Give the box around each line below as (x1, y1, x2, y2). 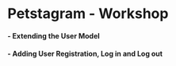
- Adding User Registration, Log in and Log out (7, 49, 163, 59)
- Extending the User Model (7, 31, 100, 40)
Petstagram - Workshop (7, 5, 169, 23)
